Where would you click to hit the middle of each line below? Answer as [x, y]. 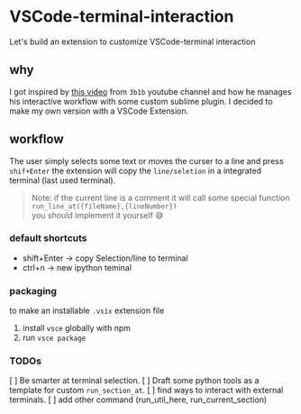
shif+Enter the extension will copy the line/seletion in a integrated [136, 170]
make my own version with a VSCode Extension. [99, 111]
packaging [33, 290]
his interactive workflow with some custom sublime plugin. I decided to [141, 101]
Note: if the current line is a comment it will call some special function [160, 198]
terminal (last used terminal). [63, 180]
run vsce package [54, 338]
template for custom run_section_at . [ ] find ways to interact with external [146, 391]
